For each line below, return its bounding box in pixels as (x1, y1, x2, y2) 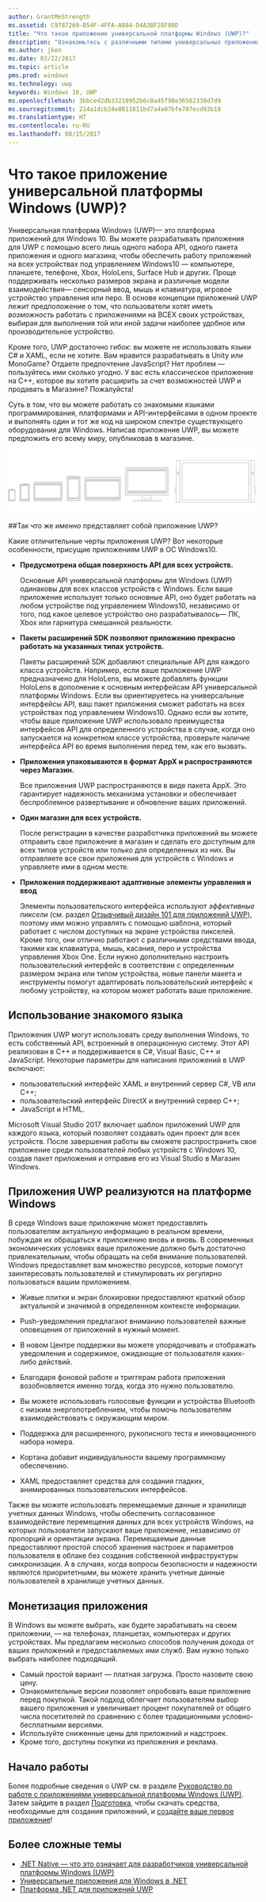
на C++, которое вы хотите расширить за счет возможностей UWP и (8, 376, 241, 385)
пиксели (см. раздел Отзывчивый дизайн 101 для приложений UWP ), (19, 910, 253, 919)
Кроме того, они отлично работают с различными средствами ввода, (19, 934, 257, 945)
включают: (8, 1063, 45, 1073)
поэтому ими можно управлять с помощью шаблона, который (19, 918, 232, 927)
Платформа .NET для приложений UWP (19, 1884, 154, 1894)
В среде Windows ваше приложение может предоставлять (8, 1218, 208, 1227)
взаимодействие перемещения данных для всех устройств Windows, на (8, 1517, 254, 1527)
